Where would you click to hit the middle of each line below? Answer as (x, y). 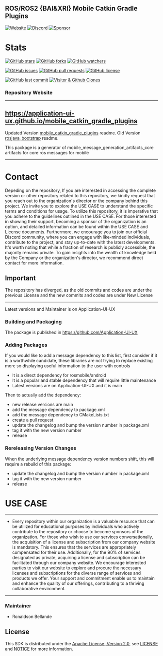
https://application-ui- (40, 114)
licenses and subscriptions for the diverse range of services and (76, 573)
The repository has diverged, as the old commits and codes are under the (79, 290)
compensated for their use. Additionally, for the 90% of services (76, 552)
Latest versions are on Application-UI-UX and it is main (67, 386)
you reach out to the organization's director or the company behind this (76, 201)
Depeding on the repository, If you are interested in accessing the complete (81, 190)
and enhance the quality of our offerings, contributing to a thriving (78, 583)
